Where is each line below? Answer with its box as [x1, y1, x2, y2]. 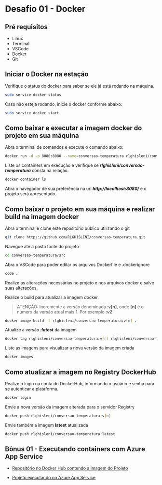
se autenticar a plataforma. [5, 386, 59, 391]
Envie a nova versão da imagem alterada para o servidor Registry [5, 404, 135, 410]
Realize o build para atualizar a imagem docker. [5, 294, 99, 300]
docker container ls [5, 177, 47, 182]
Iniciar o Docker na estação [5, 70, 89, 78]
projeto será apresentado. [5, 191, 56, 197]
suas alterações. [5, 285, 38, 291]
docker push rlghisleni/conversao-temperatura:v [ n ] [5, 413, 111, 418]
